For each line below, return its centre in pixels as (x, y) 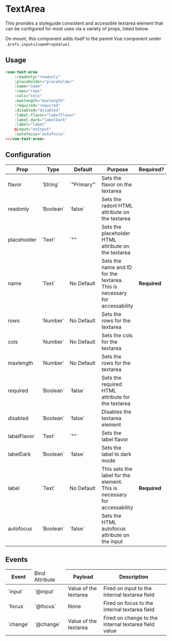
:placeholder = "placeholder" (44, 82)
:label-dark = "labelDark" (41, 120)
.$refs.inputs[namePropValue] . (38, 44)
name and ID (117, 267)
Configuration (28, 155)
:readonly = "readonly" (37, 77)
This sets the (117, 469)
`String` (51, 184)
